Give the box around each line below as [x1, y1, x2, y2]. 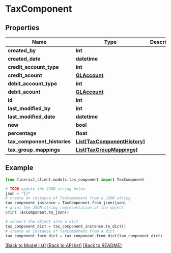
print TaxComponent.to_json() [5, 210, 70, 215]
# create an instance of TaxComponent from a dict [5, 229, 115, 234]
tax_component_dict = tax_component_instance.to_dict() [5, 223, 126, 229]
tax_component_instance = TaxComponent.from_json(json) [5, 201, 126, 206]
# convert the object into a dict [5, 219, 79, 224]
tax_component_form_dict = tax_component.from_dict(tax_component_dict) [5, 233, 163, 238]
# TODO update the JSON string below [5, 186, 85, 191]
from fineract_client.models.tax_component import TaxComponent [5, 177, 145, 182]
